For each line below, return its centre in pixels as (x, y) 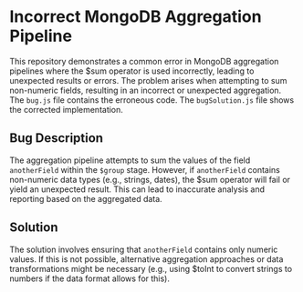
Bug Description (56, 138)
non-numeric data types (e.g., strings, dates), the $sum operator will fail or (150, 179)
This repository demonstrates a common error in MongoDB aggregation (144, 61)
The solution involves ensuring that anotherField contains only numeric (144, 249)
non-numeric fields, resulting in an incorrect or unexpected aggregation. (146, 90)
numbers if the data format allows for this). (90, 278)
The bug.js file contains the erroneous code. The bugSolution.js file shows (152, 100)
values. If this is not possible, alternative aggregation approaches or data (146, 259)
